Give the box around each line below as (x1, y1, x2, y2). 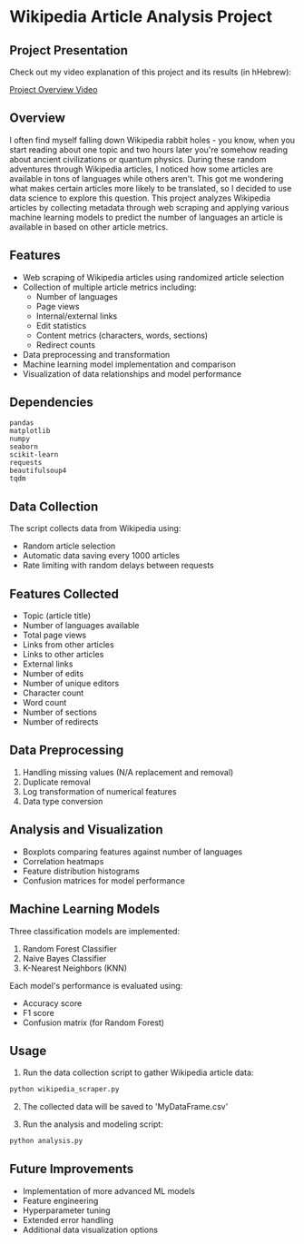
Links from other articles (22, 639, 115, 650)
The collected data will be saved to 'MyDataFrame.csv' (22, 1101, 229, 1112)
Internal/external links (35, 311, 118, 321)
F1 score (22, 1007, 54, 1018)
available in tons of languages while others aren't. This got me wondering (9, 173, 284, 183)
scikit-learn (9, 450, 59, 459)
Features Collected (9, 586, 120, 601)
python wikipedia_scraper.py (9, 1085, 120, 1094)
